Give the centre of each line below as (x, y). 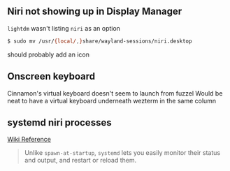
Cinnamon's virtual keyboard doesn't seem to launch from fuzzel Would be (115, 93)
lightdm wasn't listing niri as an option (64, 28)
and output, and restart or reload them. (80, 161)
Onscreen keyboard (51, 76)
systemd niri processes (59, 122)
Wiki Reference (29, 140)
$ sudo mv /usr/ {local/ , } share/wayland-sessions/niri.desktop (100, 41)
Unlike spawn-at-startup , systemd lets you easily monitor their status (122, 153)
